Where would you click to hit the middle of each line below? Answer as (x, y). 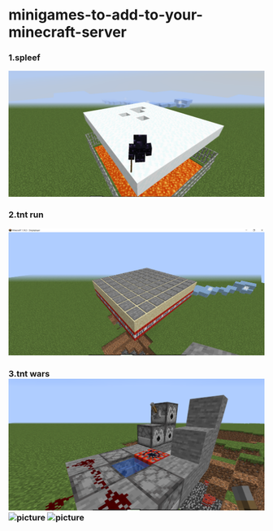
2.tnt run (26, 215)
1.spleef (24, 58)
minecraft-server (68, 32)
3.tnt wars (29, 374)
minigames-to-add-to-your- (106, 15)
